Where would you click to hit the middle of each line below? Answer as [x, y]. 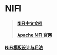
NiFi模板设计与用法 [24, 47]
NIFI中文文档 [30, 23]
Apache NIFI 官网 [35, 35]
